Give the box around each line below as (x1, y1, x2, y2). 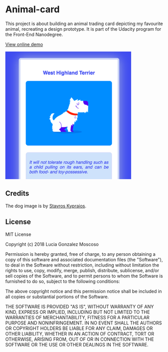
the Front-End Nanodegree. (5, 31, 63, 37)
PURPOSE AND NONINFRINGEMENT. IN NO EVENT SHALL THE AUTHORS (5, 320, 162, 326)
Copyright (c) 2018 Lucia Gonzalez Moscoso (5, 241, 99, 247)
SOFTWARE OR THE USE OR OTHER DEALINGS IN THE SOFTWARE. (5, 341, 149, 347)
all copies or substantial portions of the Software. (5, 293, 109, 300)
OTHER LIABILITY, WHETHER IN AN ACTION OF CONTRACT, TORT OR (5, 331, 154, 337)
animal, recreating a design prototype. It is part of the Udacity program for (5, 26, 162, 32)
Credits (5, 189, 30, 198)
